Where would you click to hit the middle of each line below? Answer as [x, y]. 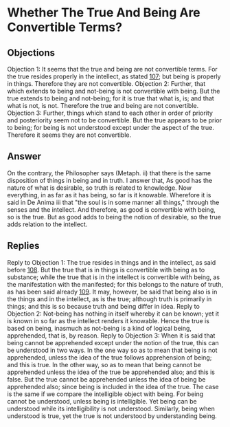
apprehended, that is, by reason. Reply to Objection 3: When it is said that [111, 336]
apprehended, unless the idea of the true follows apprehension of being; [110, 357]
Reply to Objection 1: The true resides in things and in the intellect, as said [112, 262]
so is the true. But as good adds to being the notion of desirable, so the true [114, 217]
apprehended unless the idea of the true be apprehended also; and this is [111, 372]
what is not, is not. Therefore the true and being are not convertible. [103, 106]
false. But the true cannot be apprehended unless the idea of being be [106, 379]
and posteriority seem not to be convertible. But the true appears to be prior [114, 120]
